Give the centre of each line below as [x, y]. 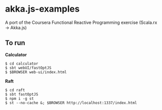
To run [15, 43]
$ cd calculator [22, 64]
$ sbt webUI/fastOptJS [28, 68]
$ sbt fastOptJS [22, 94]
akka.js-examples [42, 9]
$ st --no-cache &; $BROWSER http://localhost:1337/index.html [71, 103]
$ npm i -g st [20, 98]
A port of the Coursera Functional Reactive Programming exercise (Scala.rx [81, 22]
